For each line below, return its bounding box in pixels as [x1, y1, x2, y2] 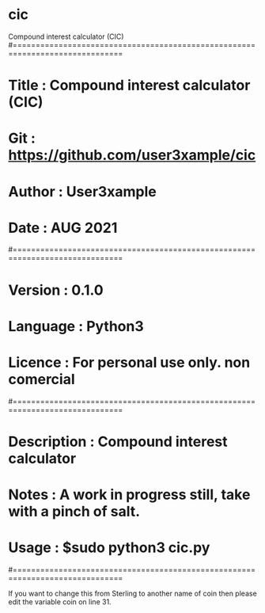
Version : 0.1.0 [8, 281, 104, 299]
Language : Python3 [8, 317, 144, 335]
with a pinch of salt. [8, 503, 141, 520]
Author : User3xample [8, 182, 157, 200]
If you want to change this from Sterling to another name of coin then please [8, 588, 257, 599]
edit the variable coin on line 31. [8, 597, 112, 607]
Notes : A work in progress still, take [8, 485, 251, 504]
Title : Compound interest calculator [8, 77, 251, 94]
